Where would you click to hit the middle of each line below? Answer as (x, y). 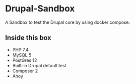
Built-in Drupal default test (39, 65)
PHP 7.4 (20, 49)
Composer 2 (25, 71)
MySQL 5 (22, 55)
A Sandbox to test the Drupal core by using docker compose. (67, 22)
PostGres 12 (25, 60)
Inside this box (28, 38)
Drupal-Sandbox (40, 9)
